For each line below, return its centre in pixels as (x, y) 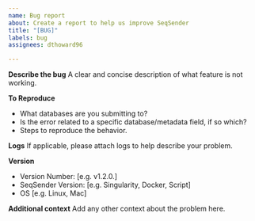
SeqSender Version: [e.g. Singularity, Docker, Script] (105, 185)
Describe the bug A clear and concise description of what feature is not (126, 74)
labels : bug (28, 38)
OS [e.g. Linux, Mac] (53, 193)
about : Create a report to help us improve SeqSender (99, 23)
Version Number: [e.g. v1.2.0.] (68, 177)
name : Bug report (37, 15)
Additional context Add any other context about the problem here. (117, 209)
